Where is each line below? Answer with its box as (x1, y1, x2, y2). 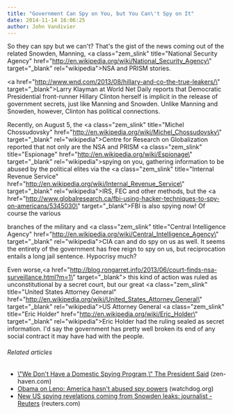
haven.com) (17, 376, 52, 386)
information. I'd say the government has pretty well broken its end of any (7, 324, 216, 333)
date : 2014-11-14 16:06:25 (7, 17, 86, 24)
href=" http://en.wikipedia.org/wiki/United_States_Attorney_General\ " (7, 295, 203, 304)
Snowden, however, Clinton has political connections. (7, 107, 161, 115)
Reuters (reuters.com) (17, 399, 81, 407)
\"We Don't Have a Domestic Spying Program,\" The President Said (17, 370, 209, 378)
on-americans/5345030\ (7, 202, 78, 210)
